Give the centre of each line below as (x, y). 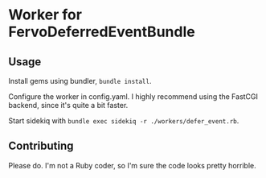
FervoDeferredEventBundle (102, 32)
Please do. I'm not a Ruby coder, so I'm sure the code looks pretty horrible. (132, 165)
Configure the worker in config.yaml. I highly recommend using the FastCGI (133, 97)
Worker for (45, 15)
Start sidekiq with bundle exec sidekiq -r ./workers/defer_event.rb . (124, 121)
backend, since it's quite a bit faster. (68, 105)
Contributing (41, 146)
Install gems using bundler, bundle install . (80, 81)
